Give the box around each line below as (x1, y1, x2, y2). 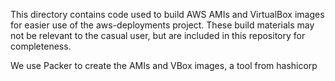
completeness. (10, 40, 72, 52)
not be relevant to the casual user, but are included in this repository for (10, 30, 306, 41)
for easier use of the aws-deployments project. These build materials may (10, 19, 315, 31)
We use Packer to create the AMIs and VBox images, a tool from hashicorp (10, 60, 318, 71)
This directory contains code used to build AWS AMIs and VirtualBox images (10, 9, 325, 20)
